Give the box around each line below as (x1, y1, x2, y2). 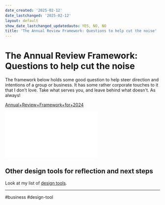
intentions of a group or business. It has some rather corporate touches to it (5, 82, 159, 88)
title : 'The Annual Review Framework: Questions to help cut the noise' (5, 28, 157, 34)
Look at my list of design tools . (5, 180, 67, 186)
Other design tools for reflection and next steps (5, 167, 153, 176)
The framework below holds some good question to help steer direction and (5, 77, 159, 83)
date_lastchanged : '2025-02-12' (5, 13, 71, 18)
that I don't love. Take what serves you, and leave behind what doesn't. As (5, 87, 156, 93)
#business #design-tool (5, 194, 53, 200)
